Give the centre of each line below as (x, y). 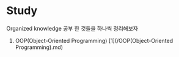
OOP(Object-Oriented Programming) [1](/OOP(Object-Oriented (94, 40)
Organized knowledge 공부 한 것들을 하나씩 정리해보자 (72, 28)
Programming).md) (39, 47)
